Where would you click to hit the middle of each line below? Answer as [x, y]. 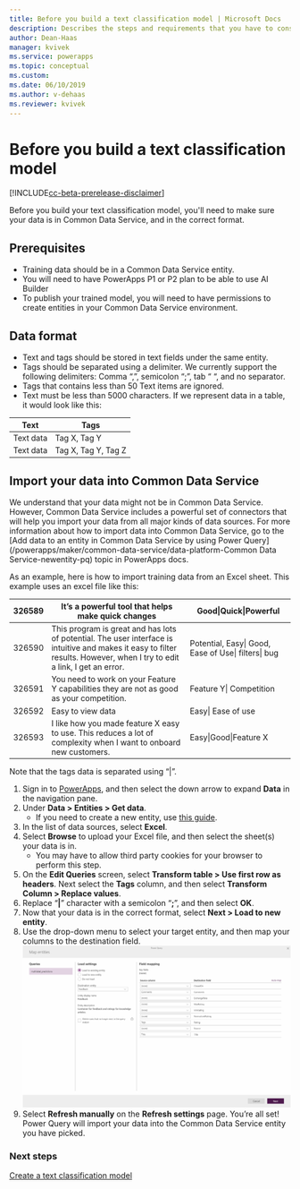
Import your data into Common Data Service [134, 480]
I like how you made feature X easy [116, 723]
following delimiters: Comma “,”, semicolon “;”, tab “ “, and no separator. [154, 377]
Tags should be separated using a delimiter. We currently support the [150, 367]
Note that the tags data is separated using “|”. [93, 772]
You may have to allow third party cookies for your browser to [149, 856]
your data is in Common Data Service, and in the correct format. [127, 220]
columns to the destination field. [81, 941]
